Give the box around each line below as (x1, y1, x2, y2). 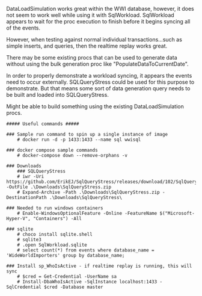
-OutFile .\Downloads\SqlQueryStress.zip (6, 184, 112, 190)
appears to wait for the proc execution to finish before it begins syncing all (6, 18, 191, 25)
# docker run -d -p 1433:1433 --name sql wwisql (17, 137, 141, 143)
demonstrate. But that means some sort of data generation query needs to (6, 85, 191, 92)
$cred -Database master (44, 284, 103, 290)
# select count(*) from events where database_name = (17, 247, 155, 253)
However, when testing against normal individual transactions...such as (6, 36, 182, 43)
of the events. (6, 24, 41, 31)
